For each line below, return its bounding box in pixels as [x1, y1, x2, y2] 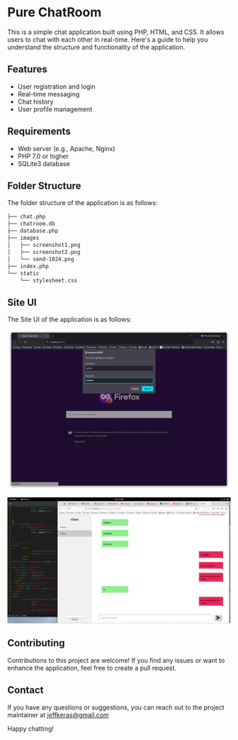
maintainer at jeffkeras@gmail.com [7, 710, 109, 719]
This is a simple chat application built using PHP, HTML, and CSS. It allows [7, 28, 225, 36]
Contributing [7, 637, 65, 649]
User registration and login [17, 82, 96, 91]
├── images [7, 235, 40, 242]
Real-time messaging [17, 89, 80, 98]
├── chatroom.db [7, 221, 55, 228]
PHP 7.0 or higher [17, 152, 69, 160]
